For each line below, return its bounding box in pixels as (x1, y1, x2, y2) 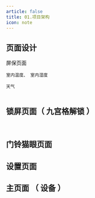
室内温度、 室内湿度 (6, 72, 48, 78)
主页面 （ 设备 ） (6, 183, 65, 193)
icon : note (6, 19, 33, 25)
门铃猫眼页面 (6, 139, 52, 150)
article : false (6, 8, 43, 15)
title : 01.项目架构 (6, 14, 50, 20)
